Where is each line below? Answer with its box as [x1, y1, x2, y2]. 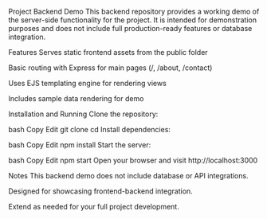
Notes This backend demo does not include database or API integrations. [8, 171, 249, 180]
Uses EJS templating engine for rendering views [8, 79, 167, 88]
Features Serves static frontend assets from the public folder [8, 48, 209, 57]
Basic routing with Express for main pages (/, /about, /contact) [8, 63, 213, 72]
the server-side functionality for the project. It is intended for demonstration [8, 15, 257, 25]
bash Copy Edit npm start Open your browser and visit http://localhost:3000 [8, 155, 258, 165]
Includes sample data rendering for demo [8, 94, 144, 103]
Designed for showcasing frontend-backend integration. [8, 186, 193, 196]
